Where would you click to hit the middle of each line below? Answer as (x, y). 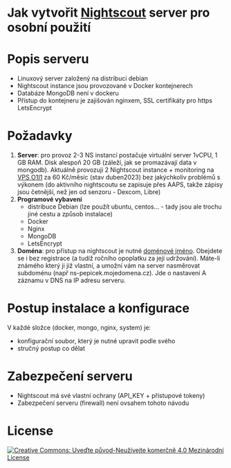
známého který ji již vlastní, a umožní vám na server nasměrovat (109, 266)
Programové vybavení (49, 200)
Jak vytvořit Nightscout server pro (109, 13)
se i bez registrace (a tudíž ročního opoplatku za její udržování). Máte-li (119, 259)
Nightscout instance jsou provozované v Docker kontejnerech (105, 86)
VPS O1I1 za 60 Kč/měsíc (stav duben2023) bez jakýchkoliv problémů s (119, 177)
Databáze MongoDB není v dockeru (68, 93)
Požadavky (40, 136)
